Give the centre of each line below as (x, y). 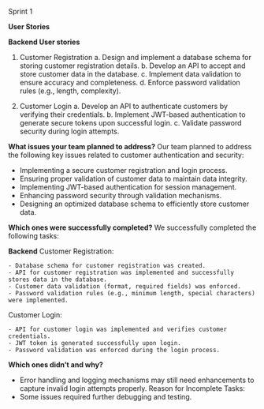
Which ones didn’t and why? (56, 365)
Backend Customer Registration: (61, 251)
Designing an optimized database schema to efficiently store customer (134, 204)
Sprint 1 (20, 11)
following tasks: (33, 236)
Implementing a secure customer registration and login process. (123, 170)
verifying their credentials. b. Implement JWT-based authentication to (132, 114)
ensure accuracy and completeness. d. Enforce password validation (130, 83)
